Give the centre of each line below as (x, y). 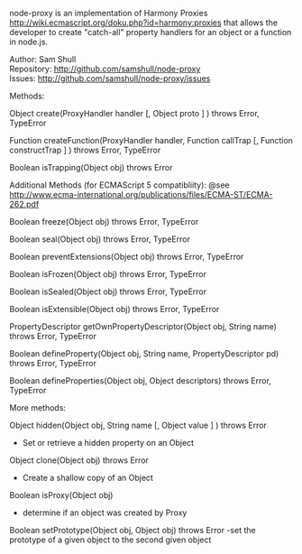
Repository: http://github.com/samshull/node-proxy (105, 69)
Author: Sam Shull (43, 59)
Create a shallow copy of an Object (87, 478)
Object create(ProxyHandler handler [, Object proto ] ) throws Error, (134, 113)
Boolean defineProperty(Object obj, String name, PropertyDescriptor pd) (144, 354)
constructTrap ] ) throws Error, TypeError (85, 150)
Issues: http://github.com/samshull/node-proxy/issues (110, 78)
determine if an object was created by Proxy (105, 512)
